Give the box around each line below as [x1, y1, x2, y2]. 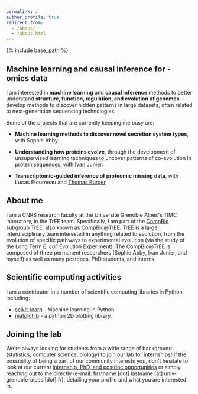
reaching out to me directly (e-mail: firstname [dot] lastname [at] [6, 370, 163, 377]
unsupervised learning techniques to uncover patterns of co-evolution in [14, 154, 192, 161]
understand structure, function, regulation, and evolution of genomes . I [6, 95, 184, 102]
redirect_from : [6, 19, 44, 25]
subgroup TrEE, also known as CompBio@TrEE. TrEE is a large [6, 224, 158, 231]
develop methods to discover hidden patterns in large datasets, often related [6, 101, 193, 108]
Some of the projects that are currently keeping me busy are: [6, 119, 155, 126]
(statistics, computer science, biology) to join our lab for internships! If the [6, 351, 187, 358]
